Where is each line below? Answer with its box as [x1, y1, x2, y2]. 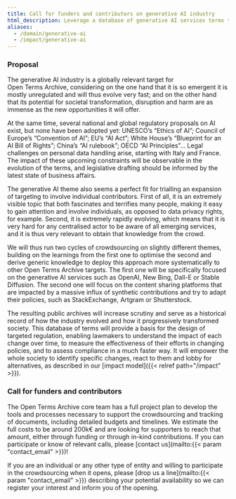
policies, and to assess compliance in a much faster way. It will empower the [7, 346, 229, 355]
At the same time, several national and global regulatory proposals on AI [7, 119, 216, 127]
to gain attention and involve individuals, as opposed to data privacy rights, [7, 207, 225, 216]
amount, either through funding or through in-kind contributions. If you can [7, 432, 224, 441]
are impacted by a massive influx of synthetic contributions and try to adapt [7, 288, 226, 297]
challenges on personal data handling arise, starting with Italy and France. [7, 149, 221, 157]
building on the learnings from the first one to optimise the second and [7, 251, 212, 259]
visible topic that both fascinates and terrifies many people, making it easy [7, 200, 223, 208]
